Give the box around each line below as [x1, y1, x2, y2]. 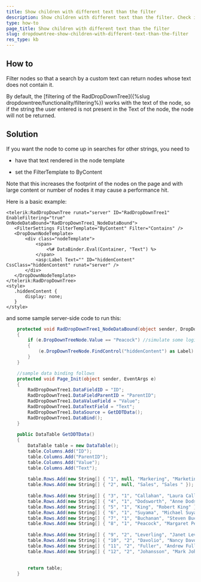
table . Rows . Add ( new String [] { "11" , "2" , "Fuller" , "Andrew [28, 543, 184, 549]
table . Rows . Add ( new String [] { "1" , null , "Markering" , [28, 476, 170, 483]
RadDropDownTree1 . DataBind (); [28, 415, 103, 421]
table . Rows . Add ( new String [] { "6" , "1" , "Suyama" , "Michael [28, 509, 184, 515]
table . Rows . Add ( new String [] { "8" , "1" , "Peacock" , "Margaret [28, 521, 189, 527]
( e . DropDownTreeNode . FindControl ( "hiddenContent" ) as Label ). [38, 348, 197, 354]
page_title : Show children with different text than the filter [6, 25, 170, 32]
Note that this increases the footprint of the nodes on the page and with [6, 180, 183, 187]
